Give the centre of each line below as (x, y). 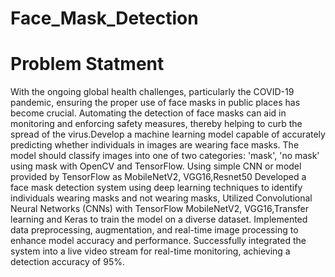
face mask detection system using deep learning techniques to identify (156, 188)
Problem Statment (87, 64)
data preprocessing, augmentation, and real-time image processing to (154, 230)
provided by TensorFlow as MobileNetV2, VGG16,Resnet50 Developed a (158, 177)
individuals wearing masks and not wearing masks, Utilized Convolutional (161, 198)
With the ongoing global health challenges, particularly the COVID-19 (152, 92)
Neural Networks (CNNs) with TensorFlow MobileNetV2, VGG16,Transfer (160, 209)
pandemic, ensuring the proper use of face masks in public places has (155, 103)
